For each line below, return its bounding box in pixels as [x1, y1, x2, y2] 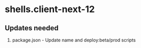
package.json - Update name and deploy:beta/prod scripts [12, 37, 136, 43]
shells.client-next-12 [5, 4, 95, 15]
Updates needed [5, 24, 59, 32]
